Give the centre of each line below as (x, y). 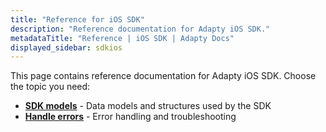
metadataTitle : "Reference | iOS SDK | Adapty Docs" (122, 38)
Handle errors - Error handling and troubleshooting (130, 117)
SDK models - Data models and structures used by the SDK (148, 106)
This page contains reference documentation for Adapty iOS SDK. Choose (163, 76)
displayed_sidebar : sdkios (66, 47)
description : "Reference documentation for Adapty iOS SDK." (140, 29)
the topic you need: (50, 87)
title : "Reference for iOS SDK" (77, 19)
